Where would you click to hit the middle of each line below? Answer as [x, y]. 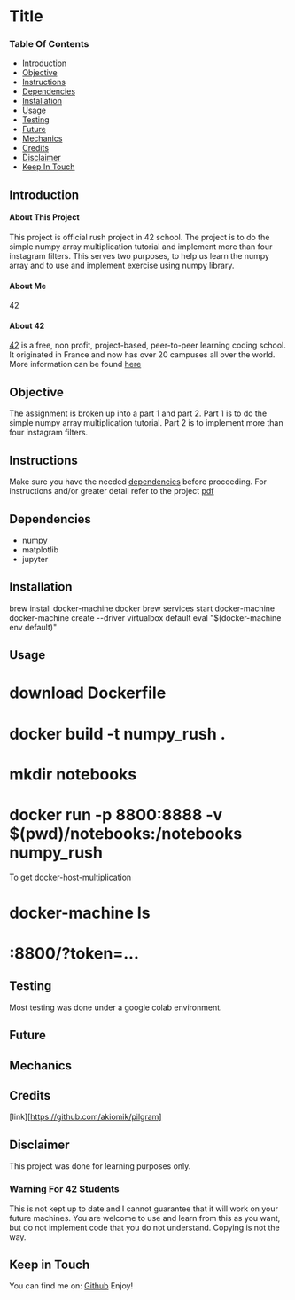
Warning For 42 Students [64, 1189]
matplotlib [40, 549]
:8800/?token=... [74, 953]
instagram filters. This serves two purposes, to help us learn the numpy [140, 256]
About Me [28, 286]
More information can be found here [75, 364]
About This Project [44, 217]
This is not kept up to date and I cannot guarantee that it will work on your [144, 1209]
